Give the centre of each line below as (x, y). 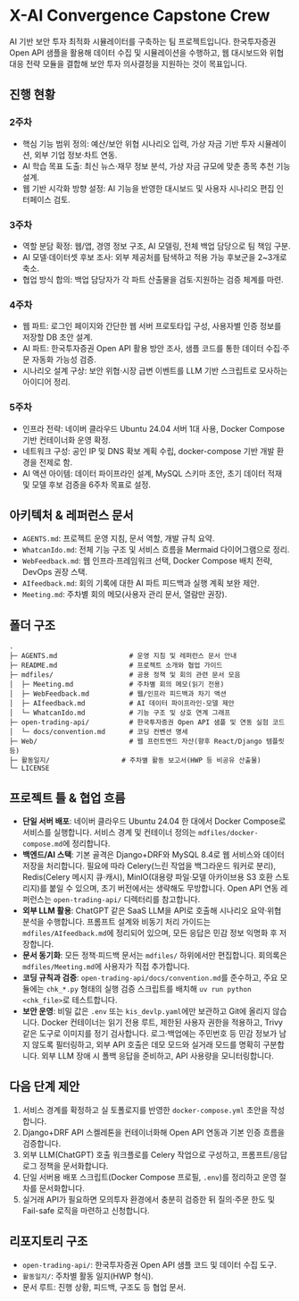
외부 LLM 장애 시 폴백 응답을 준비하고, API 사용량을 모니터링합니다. (158, 1055)
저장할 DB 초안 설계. (58, 337)
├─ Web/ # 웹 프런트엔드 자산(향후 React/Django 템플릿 (147, 742)
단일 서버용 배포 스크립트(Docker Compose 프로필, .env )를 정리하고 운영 (149, 1177)
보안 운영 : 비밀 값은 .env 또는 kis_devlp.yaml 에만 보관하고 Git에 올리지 (146, 1010)
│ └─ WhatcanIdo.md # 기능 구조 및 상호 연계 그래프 (120, 713)
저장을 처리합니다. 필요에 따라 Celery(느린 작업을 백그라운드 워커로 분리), (149, 866)
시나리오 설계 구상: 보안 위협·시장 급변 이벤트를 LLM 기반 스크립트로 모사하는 (155, 371)
